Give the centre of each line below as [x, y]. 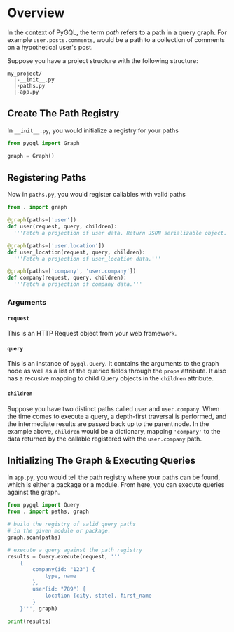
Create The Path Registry [63, 114]
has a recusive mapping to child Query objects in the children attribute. [110, 378]
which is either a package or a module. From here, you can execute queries [116, 485]
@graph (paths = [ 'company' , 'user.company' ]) [72, 271]
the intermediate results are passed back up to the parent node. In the [108, 424]
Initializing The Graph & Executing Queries [102, 460]
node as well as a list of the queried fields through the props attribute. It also [117, 371]
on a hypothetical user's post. [50, 47]
